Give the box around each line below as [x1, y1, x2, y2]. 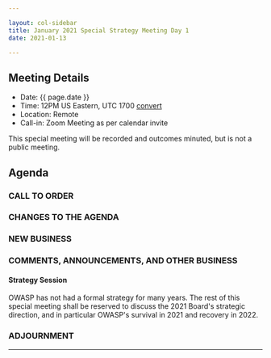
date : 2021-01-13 [8, 34, 67, 42]
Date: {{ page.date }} [19, 92, 90, 102]
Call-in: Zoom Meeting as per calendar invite [19, 118, 169, 128]
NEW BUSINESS [8, 234, 73, 245]
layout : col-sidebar [8, 19, 78, 27]
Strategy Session [8, 275, 68, 284]
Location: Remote [19, 110, 79, 120]
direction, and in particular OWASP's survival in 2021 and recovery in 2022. [8, 310, 259, 320]
